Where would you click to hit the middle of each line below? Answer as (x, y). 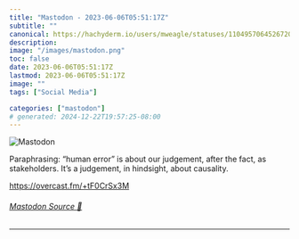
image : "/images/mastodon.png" (67, 51)
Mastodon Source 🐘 (46, 206)
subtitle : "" (33, 26)
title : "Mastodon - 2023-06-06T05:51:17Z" (89, 17)
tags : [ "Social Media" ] (53, 92)
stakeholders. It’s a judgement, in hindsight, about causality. (119, 169)
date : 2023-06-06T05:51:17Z (61, 68)
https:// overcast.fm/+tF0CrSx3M (69, 186)
